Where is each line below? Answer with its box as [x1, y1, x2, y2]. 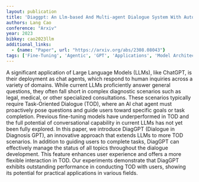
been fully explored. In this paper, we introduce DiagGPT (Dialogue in [6, 125, 175, 132]
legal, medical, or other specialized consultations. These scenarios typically [6, 94, 191, 101]
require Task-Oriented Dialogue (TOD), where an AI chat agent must [6, 100, 172, 107]
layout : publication [6, 8, 57, 15]
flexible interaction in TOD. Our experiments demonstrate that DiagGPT [6, 157, 179, 164]
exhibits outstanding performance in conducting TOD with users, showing [6, 163, 187, 170]
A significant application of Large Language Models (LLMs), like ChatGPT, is [6, 69, 192, 76]
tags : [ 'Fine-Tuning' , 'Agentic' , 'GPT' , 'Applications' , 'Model [6, 53, 171, 58]
